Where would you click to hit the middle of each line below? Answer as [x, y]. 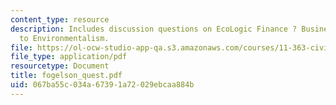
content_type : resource [60, 19]
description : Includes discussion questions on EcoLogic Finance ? [154, 29]
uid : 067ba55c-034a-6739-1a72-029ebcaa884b [102, 85]
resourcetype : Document [60, 66]
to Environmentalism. [64, 38]
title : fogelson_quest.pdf [66, 76]
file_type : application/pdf [69, 57]
